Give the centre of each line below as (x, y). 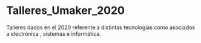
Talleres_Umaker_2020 (66, 11)
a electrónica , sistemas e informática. (54, 33)
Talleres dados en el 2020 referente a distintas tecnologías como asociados (101, 27)
